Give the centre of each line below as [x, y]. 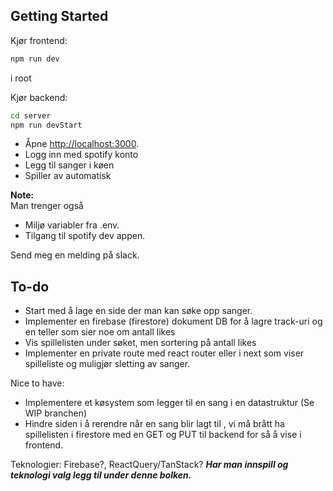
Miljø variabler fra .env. [72, 225]
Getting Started [59, 16]
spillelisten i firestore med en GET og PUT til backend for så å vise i [163, 435]
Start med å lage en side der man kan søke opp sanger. [138, 311]
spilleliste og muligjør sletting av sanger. [107, 364]
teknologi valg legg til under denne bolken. [101, 475]
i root [21, 78]
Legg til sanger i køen [69, 165]
